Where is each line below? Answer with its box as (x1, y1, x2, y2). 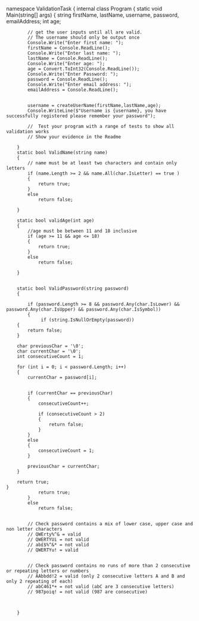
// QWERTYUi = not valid (27, 537, 89, 543)
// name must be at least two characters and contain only (27, 160, 178, 166)
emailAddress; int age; (6, 18, 61, 25)
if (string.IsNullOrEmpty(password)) (41, 317, 135, 323)
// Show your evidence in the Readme (27, 134, 121, 140)
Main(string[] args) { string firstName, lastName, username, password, (6, 11, 179, 19)
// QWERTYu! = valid (27, 547, 79, 553)
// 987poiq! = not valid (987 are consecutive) (27, 589, 148, 595)
